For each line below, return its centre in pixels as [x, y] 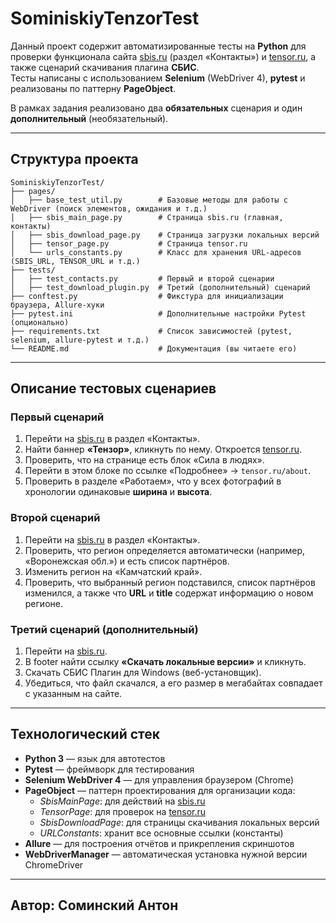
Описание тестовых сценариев [113, 388]
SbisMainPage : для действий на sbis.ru [122, 801]
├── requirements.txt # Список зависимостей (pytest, [151, 331]
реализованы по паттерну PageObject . [93, 88]
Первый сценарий [57, 417]
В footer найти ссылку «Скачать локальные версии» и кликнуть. [165, 662]
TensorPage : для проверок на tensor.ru [123, 811]
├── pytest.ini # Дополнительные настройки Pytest [158, 313]
